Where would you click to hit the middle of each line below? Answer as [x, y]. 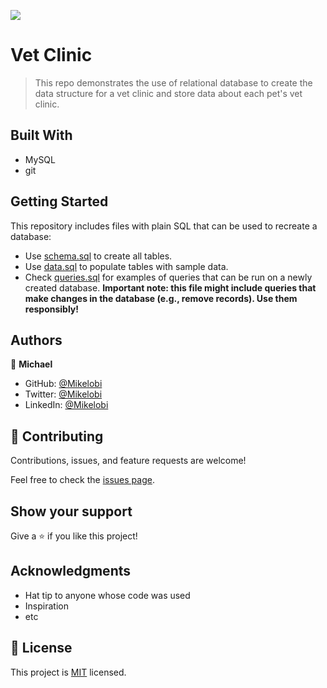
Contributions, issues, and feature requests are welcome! [128, 461]
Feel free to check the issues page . [82, 480]
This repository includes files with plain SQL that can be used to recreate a [164, 226]
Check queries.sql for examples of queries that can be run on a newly [168, 277]
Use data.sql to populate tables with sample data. [126, 266]
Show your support [71, 511]
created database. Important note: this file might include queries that [170, 287]
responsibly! [52, 309]
